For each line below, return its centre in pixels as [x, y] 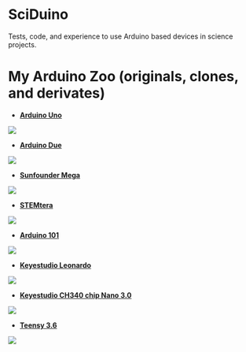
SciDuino [39, 15]
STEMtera [36, 205]
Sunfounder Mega [50, 175]
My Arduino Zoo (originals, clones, [123, 77]
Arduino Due [40, 145]
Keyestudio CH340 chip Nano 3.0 [75, 295]
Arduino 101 [39, 235]
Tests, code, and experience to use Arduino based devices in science [121, 36]
